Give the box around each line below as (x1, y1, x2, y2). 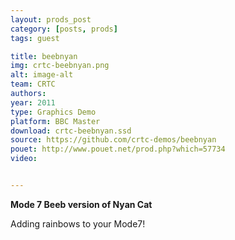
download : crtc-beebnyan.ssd (10, 126, 132, 136)
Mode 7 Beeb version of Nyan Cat (10, 198, 153, 210)
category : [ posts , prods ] (10, 24, 118, 34)
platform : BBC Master (10, 116, 101, 126)
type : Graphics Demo (10, 107, 97, 117)
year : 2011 (10, 97, 56, 108)
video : (10, 154, 38, 164)
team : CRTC (10, 79, 56, 90)
